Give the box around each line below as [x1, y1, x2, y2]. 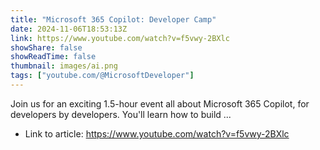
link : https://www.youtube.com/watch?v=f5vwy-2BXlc [10, 33, 230, 43]
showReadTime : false [10, 52, 97, 62]
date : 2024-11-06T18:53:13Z [10, 24, 128, 34]
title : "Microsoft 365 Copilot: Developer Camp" [10, 14, 217, 25]
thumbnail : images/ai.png [10, 61, 118, 71]
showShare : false [10, 42, 83, 53]
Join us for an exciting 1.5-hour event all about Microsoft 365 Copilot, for [10, 97, 310, 110]
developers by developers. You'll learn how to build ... [10, 108, 232, 120]
